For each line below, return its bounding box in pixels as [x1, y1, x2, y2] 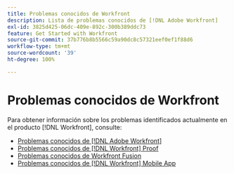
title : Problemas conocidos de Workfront [7, 10, 131, 18]
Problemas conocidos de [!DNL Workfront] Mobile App [17, 159, 176, 167]
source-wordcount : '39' [7, 50, 77, 57]
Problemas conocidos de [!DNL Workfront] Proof [17, 144, 159, 152]
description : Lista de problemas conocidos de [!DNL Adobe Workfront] [7, 17, 219, 24]
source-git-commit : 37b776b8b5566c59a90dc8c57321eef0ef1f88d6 [7, 36, 193, 43]
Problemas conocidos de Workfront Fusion [17, 152, 142, 160]
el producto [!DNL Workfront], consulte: [7, 123, 122, 131]
